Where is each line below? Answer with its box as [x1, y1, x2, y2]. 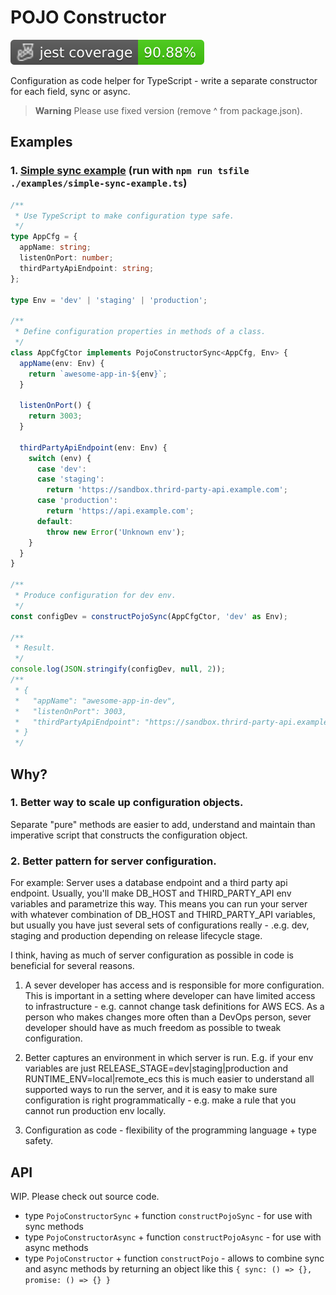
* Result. [14, 643, 56, 653]
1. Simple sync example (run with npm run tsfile [10, 164, 250, 178]
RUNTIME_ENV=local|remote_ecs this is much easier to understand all [24, 1073, 315, 1085]
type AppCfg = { [10, 232, 78, 242]
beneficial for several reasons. [10, 960, 135, 972]
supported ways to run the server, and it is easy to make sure [24, 1084, 278, 1096]
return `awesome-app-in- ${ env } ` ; [28, 369, 168, 379]
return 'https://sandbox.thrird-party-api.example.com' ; [46, 485, 288, 495]
